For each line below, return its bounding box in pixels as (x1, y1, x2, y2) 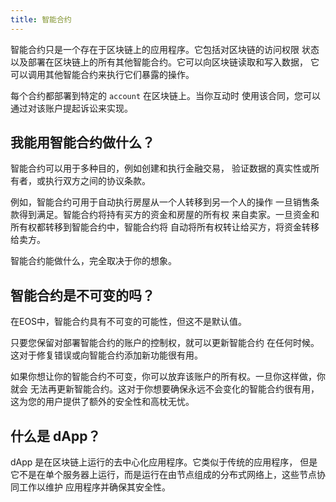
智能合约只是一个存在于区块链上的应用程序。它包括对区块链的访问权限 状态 (10, 43, 320, 55)
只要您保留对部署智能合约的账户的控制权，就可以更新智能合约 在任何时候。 (10, 337, 320, 349)
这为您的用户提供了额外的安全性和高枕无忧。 (10, 396, 195, 408)
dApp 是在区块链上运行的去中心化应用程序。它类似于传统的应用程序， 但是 (10, 456, 318, 468)
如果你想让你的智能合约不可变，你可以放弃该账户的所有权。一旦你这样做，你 (10, 371, 326, 383)
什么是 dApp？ (10, 427, 102, 445)
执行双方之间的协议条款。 (44, 175, 151, 187)
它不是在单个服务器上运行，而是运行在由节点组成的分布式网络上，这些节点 (10, 469, 317, 481)
